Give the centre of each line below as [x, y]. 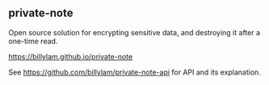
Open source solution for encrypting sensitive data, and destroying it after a [134, 32]
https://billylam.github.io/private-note [71, 56]
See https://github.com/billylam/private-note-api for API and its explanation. [134, 72]
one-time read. [33, 41]
